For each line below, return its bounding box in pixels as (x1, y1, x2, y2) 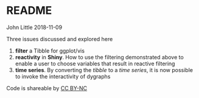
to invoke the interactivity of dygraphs (15, 73, 111, 80)
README (6, 4, 52, 18)
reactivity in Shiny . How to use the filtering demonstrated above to (15, 53, 184, 60)
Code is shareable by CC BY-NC (6, 84, 88, 91)
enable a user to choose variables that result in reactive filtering (15, 60, 175, 67)
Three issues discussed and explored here (6, 35, 113, 42)
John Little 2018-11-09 (6, 24, 63, 31)
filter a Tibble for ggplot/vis (15, 47, 85, 54)
